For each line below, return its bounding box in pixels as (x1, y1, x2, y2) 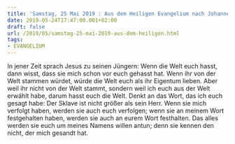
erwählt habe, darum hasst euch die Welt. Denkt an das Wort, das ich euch (7, 92, 223, 100)
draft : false (7, 23, 45, 30)
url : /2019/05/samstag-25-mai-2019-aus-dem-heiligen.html (7, 29, 180, 37)
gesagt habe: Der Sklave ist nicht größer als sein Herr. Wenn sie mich (7, 99, 207, 107)
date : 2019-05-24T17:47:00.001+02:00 (7, 17, 117, 24)
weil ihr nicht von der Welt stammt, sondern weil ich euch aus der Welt (7, 85, 211, 92)
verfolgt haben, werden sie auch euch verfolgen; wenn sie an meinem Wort (7, 106, 225, 115)
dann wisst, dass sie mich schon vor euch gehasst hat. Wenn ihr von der (7, 69, 216, 78)
